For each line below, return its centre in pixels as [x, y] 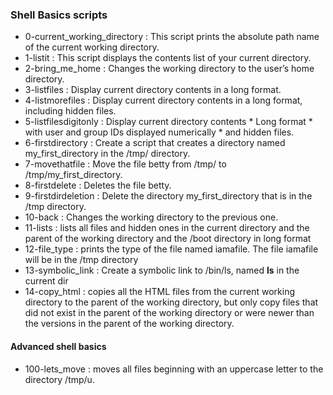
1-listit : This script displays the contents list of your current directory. [168, 58]
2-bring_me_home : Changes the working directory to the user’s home [169, 69]
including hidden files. [70, 111]
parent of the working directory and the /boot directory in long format [168, 239]
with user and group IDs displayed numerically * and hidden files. [159, 132]
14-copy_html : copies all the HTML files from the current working [160, 292]
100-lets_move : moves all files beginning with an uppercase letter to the [174, 369]
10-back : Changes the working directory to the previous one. [151, 217]
